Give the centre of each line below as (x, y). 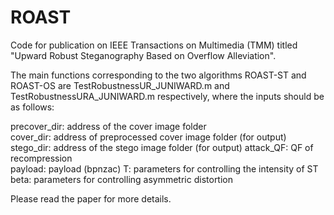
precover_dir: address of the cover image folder (108, 126)
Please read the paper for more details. (91, 198)
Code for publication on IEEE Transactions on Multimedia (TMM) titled (154, 45)
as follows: (32, 107)
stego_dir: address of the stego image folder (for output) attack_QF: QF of (162, 147)
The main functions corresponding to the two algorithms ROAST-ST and (158, 75)
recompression (41, 158)
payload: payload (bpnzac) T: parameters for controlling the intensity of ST (164, 168)
